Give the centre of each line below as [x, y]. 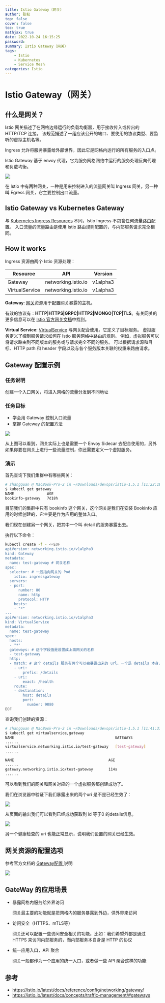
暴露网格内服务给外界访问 [38, 902]
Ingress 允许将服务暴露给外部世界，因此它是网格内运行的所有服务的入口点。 [82, 150]
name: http [29, 595]
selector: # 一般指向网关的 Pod [40, 572]
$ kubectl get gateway [28, 489]
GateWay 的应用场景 [36, 890]
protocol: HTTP [34, 599]
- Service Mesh [29, 64]
